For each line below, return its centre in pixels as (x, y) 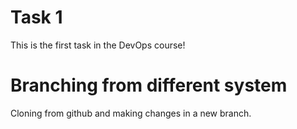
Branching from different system (149, 85)
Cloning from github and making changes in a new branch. (131, 113)
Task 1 (36, 17)
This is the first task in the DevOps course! (98, 45)
